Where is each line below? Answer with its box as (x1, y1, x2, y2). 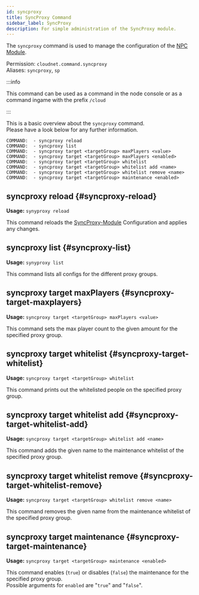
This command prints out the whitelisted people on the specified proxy (6, 386, 182, 393)
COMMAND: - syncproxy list (6, 143, 77, 150)
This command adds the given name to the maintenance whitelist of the (6, 447, 184, 454)
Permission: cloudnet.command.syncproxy (6, 60, 107, 68)
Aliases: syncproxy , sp (6, 67, 60, 74)
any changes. (6, 225, 40, 233)
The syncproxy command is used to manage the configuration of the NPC (6, 42, 188, 49)
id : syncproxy (6, 8, 42, 15)
